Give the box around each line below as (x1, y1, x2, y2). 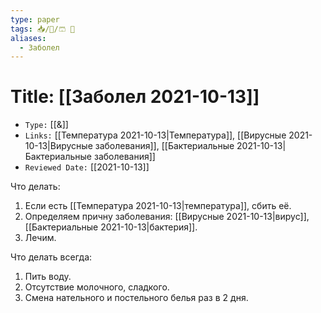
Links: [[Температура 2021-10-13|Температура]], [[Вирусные (24, 129, 287, 141)
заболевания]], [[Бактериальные (94, 140, 235, 152)
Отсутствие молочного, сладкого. (24, 281, 170, 293)
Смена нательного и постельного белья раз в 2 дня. (24, 292, 249, 304)
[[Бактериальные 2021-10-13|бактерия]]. (24, 221, 198, 233)
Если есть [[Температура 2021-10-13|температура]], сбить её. (24, 200, 292, 212)
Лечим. (24, 232, 57, 244)
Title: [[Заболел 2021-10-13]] (10, 86, 260, 108)
